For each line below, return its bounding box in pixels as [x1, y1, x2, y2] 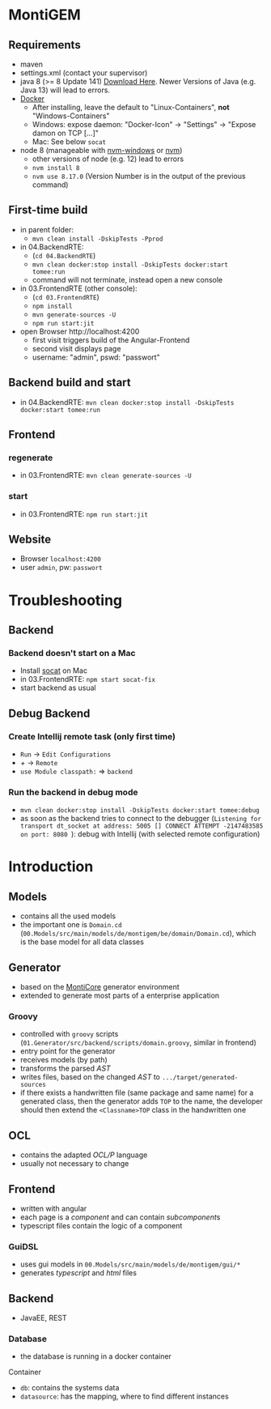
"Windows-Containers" [32, 111, 110, 121]
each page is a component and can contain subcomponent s [19, 1212, 221, 1222]
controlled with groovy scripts [19, 1029, 119, 1039]
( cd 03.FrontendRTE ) [32, 292, 100, 301]
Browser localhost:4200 [19, 554, 101, 564]
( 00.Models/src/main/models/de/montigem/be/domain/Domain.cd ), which [19, 929, 256, 939]
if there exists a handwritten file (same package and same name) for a [19, 1088, 254, 1098]
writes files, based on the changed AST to [19, 1072, 160, 1082]
